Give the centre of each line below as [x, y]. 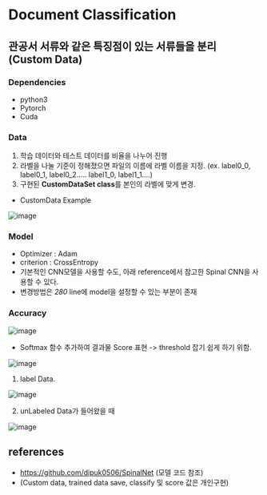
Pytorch [33, 108]
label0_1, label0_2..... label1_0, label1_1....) [86, 175]
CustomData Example [56, 200]
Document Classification [92, 15]
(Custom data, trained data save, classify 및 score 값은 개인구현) [124, 482]
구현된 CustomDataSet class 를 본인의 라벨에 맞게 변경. [108, 184]
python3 [34, 99]
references [36, 452]
